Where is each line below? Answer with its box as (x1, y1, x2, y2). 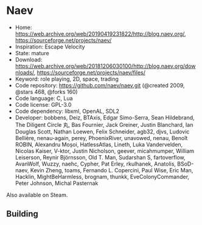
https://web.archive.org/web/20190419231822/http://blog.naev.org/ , (15, 30, 187, 37)
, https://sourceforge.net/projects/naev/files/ (33, 69, 146, 76)
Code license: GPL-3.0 (15, 101, 72, 108)
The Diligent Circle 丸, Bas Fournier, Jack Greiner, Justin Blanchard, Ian (15, 121, 193, 128)
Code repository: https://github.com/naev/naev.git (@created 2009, (15, 81, 185, 89)
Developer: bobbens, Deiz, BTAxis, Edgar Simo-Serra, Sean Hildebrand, (15, 113, 195, 121)
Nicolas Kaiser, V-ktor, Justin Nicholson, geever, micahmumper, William (15, 147, 195, 155)
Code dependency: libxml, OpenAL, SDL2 (15, 107, 120, 115)
